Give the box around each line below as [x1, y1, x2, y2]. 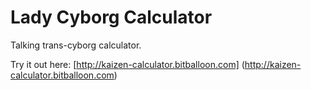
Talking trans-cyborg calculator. [10, 39, 142, 51]
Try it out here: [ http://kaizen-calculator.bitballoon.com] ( [10, 58, 245, 70]
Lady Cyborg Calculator [10, 6, 213, 29]
